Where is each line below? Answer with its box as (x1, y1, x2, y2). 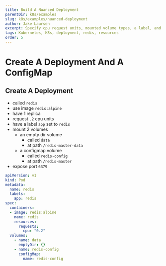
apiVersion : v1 (5, 173, 37, 178)
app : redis (14, 196, 37, 201)
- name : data (14, 238, 41, 243)
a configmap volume (19, 147, 62, 153)
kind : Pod (5, 177, 26, 182)
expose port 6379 (12, 163, 48, 169)
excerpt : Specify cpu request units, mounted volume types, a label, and (5, 26, 162, 31)
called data (27, 137, 50, 143)
